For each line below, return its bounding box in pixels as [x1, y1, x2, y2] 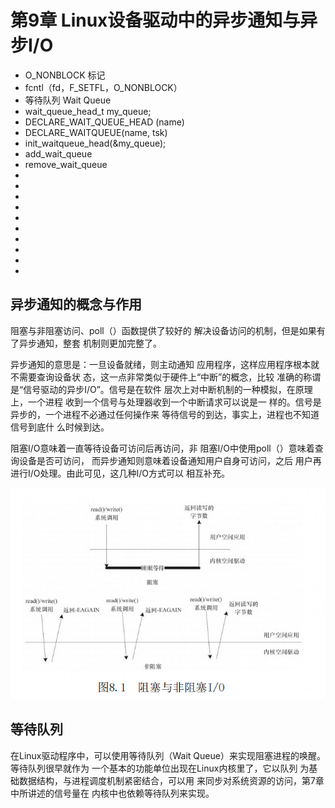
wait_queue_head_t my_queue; [24, 105, 152, 117]
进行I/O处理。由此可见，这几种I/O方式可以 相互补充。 [10, 467, 230, 479]
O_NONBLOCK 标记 [24, 69, 106, 81]
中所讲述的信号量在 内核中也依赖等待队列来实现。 [10, 787, 215, 799]
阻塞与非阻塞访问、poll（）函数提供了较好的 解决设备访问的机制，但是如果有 [10, 324, 326, 336]
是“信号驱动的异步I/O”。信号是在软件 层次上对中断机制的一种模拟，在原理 [10, 383, 313, 395]
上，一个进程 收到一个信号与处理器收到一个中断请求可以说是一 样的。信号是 [10, 396, 322, 408]
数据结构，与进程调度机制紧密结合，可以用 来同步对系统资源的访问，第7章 [18, 774, 325, 786]
